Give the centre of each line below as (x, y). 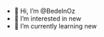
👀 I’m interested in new (48, 18)
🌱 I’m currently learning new (56, 26)
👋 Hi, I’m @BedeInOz (45, 11)
